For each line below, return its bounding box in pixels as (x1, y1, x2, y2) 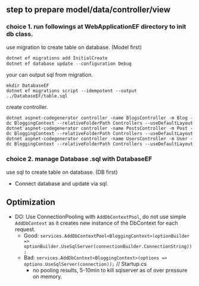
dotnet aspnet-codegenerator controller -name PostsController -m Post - (6, 125, 194, 131)
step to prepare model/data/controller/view (6, 5, 171, 15)
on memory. (32, 273, 63, 280)
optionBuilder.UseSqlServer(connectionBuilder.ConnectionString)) (23, 243, 192, 249)
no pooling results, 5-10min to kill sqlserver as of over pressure (32, 266, 188, 274)
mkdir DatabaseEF (6, 83, 49, 89)
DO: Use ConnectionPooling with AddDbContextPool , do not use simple (14, 213, 186, 220)
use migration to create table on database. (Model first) (6, 43, 142, 51)
